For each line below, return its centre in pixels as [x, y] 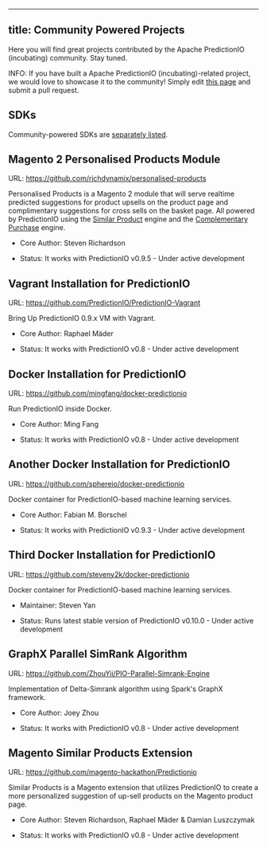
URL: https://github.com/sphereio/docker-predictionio [97, 483]
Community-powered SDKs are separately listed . [88, 134]
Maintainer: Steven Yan [58, 605]
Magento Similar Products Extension [101, 753]
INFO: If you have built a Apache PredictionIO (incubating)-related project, [130, 73]
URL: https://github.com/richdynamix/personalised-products [107, 178]
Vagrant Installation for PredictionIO [99, 283]
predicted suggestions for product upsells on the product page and [118, 202]
